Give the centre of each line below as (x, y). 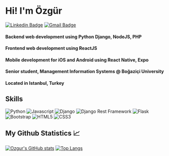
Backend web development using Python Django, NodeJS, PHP (74, 37)
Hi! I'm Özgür (34, 11)
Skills (14, 99)
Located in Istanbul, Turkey (35, 83)
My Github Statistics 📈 (43, 133)
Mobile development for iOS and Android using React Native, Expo (77, 60)
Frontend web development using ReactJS (51, 48)
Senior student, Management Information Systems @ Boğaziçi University (85, 72)
